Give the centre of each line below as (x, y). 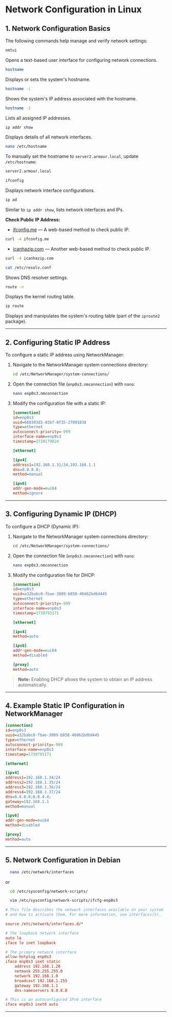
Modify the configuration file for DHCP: (54, 575)
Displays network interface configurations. (50, 190)
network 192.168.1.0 (36, 976)
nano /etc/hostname (26, 147)
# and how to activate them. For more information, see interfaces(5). (83, 915)
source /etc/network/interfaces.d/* (44, 924)
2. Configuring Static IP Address (58, 343)
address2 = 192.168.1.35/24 (33, 783)
